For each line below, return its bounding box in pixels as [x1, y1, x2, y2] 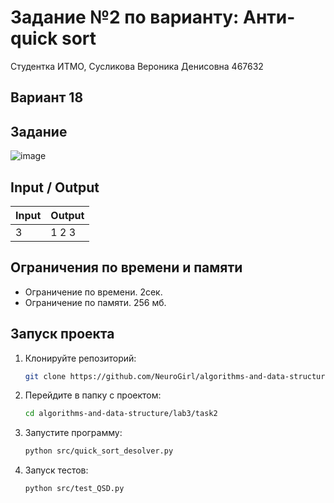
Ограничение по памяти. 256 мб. [24, 296, 167, 308]
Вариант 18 [10, 89, 84, 106]
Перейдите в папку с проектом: [24, 389, 162, 401]
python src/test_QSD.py [24, 484, 125, 494]
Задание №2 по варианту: [10, 6, 240, 29]
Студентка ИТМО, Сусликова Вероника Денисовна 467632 [10, 60, 264, 72]
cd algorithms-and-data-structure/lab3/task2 [24, 409, 218, 419]
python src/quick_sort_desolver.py [24, 446, 174, 456]
